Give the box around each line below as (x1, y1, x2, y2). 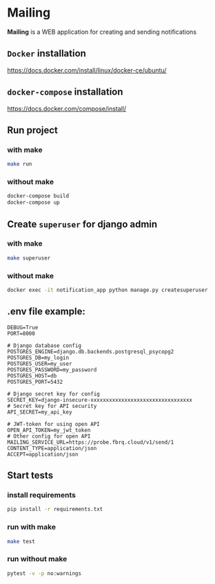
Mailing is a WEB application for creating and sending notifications (7, 28, 197, 36)
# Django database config (7, 342, 81, 349)
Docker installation (7, 48, 86, 59)
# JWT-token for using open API (7, 420, 100, 427)
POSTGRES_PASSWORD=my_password (7, 366, 97, 373)
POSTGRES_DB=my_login (7, 354, 70, 361)
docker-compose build (7, 193, 70, 199)
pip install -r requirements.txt (7, 506, 103, 513)
